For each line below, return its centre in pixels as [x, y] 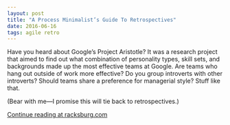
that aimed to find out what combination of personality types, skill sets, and [114, 59]
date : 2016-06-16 [32, 26]
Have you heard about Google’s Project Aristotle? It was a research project [112, 52]
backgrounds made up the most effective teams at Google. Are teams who [112, 66]
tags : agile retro [33, 32]
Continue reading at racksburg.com [57, 115]
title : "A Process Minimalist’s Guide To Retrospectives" [92, 20]
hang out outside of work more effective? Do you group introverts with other [115, 74]
